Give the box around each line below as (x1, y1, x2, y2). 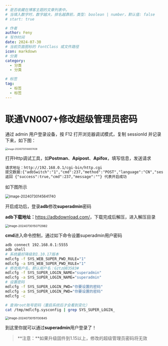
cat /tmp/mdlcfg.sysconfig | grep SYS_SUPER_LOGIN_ (5, 307, 115, 312)
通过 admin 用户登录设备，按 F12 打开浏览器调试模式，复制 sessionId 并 (5, 131, 153, 137)
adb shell (5, 247, 26, 252)
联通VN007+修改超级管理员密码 (5, 113, 137, 125)
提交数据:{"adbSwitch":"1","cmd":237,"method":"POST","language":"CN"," (5, 169, 157, 175)
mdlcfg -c (5, 293, 26, 298)
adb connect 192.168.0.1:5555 (5, 242, 68, 247)
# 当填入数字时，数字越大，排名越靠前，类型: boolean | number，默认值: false (5, 12, 155, 17)
